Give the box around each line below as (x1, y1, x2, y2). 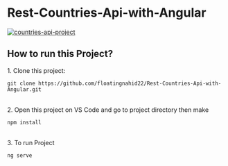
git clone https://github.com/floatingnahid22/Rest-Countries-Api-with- (7, 80, 222, 87)
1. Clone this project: (7, 66, 66, 74)
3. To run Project (7, 138, 55, 147)
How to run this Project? (7, 48, 113, 60)
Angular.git (7, 85, 42, 93)
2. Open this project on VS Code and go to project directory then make (7, 106, 209, 114)
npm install (7, 119, 42, 126)
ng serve (7, 151, 33, 159)
